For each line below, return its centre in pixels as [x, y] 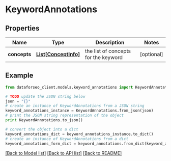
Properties [22, 28]
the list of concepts [108, 51]
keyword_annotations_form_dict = [41, 144]
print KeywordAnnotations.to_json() [44, 120]
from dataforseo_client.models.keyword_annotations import [69, 87]
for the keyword [104, 57]
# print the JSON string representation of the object [65, 116]
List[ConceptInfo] [58, 54]
